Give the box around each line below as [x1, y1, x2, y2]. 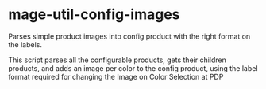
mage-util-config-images [8, 6, 180, 24]
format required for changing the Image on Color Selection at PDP [8, 72, 224, 81]
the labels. [8, 39, 42, 49]
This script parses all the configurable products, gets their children [8, 55, 226, 65]
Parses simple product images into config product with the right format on [8, 32, 251, 41]
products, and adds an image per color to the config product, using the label [8, 63, 258, 72]
